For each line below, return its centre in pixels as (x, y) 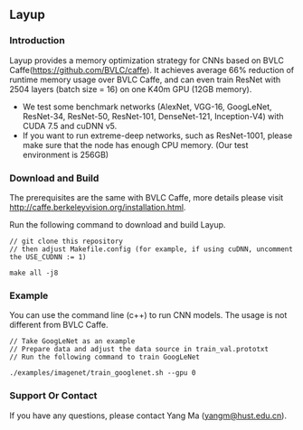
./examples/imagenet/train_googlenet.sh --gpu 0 (103, 373)
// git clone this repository (66, 241)
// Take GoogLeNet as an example (72, 341)
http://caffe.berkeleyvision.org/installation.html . (98, 207)
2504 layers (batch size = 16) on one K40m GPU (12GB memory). (131, 89)
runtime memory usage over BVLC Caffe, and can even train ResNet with (145, 79)
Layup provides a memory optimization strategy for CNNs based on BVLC (147, 60)
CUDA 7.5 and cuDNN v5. (70, 126)
